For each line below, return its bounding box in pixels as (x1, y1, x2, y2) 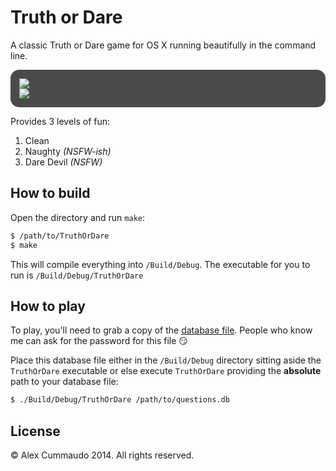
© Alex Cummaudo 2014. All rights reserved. (10, 449, 195, 461)
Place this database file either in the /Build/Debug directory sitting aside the (10, 354, 322, 366)
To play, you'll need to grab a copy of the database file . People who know (10, 324, 313, 336)
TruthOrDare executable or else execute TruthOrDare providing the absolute (10, 365, 322, 377)
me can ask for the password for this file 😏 (10, 335, 188, 347)
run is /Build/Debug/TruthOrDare (10, 269, 144, 281)
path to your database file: (10, 376, 119, 388)
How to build (10, 185, 91, 202)
